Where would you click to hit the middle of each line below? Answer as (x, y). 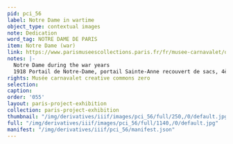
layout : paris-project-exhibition (57, 104)
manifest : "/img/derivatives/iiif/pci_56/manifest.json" (91, 129)
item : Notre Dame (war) (42, 46)
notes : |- (21, 59)
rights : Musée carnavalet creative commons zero (79, 78)
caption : (20, 91)
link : (15, 53)
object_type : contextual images (54, 26)
